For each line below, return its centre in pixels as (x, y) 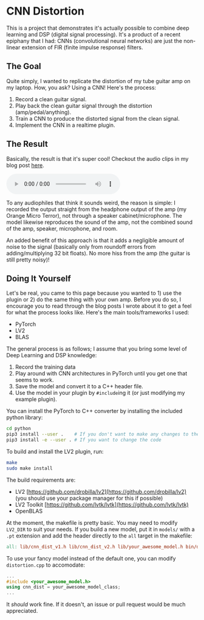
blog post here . (25, 165)
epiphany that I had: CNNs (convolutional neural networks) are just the (94, 41)
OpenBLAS (29, 511)
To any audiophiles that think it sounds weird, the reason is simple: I (91, 203)
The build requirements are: (41, 480)
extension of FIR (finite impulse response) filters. (82, 47)
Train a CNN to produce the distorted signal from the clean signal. (97, 118)
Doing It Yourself (39, 278)
